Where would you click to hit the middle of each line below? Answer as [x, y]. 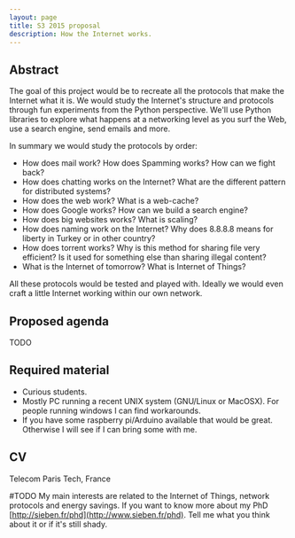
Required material [59, 370]
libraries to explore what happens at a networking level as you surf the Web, [148, 120]
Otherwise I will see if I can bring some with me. [109, 429]
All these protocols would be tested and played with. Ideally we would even [146, 284]
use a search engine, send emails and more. [90, 129]
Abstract [34, 70]
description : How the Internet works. [81, 34]
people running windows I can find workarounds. [111, 410]
